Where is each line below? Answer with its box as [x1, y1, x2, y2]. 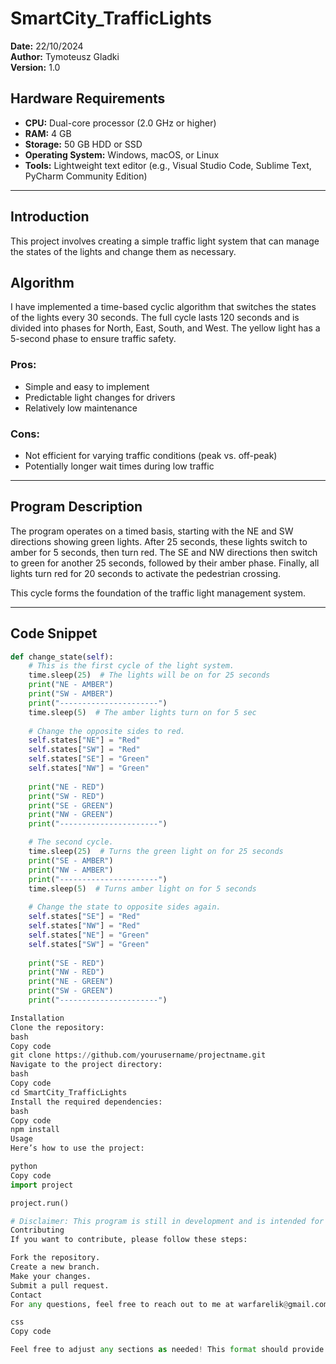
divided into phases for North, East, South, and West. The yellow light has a [10, 322, 321, 334]
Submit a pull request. [10, 1280, 110, 1291]
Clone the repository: [10, 1022, 105, 1032]
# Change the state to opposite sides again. [28, 902, 222, 912]
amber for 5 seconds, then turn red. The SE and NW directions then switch [10, 546, 318, 558]
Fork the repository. [10, 1253, 101, 1263]
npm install [10, 1125, 60, 1135]
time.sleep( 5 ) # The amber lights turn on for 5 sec [28, 707, 257, 717]
